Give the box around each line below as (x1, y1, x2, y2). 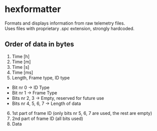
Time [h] (11, 53, 30, 59)
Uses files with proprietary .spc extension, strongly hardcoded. (4, 25, 134, 31)
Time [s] (11, 64, 29, 70)
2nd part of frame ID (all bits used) (11, 115, 83, 121)
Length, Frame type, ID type (11, 74, 70, 81)
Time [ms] (11, 69, 33, 75)
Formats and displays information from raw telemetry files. (4, 20, 125, 26)
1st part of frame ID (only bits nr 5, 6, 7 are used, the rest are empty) (11, 110, 152, 116)
